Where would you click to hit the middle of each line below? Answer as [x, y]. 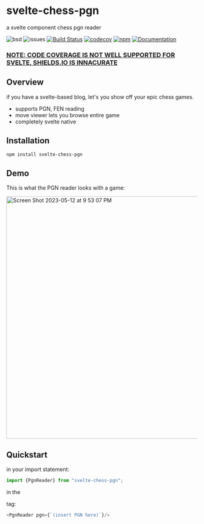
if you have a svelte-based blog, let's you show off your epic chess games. [100, 97]
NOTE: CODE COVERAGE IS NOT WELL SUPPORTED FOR [91, 55]
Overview [25, 82]
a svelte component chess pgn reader [54, 27]
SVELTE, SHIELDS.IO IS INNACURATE [62, 63]
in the [13, 492]
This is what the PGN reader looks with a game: [66, 188]
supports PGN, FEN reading [50, 109]
